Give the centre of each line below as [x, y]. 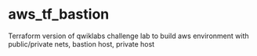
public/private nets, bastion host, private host [81, 44]
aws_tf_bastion [59, 14]
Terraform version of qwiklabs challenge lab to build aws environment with [128, 36]
